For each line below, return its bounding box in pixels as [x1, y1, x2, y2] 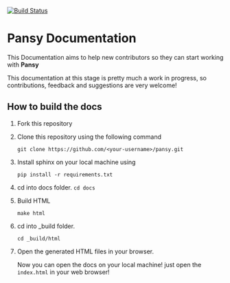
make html [16, 210, 46, 216]
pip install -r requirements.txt [16, 171, 113, 178]
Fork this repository [16, 119, 73, 127]
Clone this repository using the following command [16, 133, 162, 141]
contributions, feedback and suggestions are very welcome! [7, 81, 177, 89]
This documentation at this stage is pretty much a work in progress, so [7, 73, 207, 82]
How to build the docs [7, 101, 102, 113]
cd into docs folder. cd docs [16, 183, 95, 192]
